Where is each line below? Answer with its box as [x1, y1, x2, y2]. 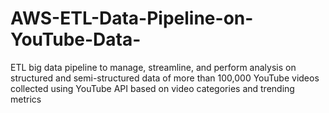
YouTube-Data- [10, 28, 142, 51]
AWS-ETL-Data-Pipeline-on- [10, 7, 254, 30]
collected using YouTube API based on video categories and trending [10, 82, 295, 94]
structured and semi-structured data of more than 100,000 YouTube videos [10, 72, 320, 84]
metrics [10, 93, 42, 105]
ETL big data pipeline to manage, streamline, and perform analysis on [10, 61, 297, 73]
